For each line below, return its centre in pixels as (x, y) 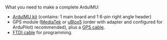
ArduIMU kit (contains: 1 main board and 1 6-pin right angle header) (82, 17)
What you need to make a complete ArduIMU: (52, 7)
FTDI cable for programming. (42, 32)
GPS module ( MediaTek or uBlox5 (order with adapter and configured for (88, 22)
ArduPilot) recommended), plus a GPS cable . (59, 27)
